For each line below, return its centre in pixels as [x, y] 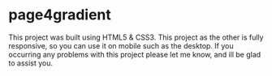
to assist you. [31, 63]
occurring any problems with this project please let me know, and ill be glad [135, 54]
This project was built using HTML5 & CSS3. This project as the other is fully [136, 37]
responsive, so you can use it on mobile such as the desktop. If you [121, 45]
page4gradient [60, 15]
